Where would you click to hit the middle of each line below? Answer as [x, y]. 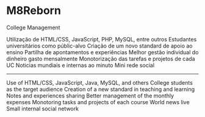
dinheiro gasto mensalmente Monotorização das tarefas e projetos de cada [101, 58]
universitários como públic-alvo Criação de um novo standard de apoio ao [99, 46]
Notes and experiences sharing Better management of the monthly [90, 96]
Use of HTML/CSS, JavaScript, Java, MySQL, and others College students [100, 82]
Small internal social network [43, 108]
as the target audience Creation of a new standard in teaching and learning [101, 89]
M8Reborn [34, 11]
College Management [33, 27]
